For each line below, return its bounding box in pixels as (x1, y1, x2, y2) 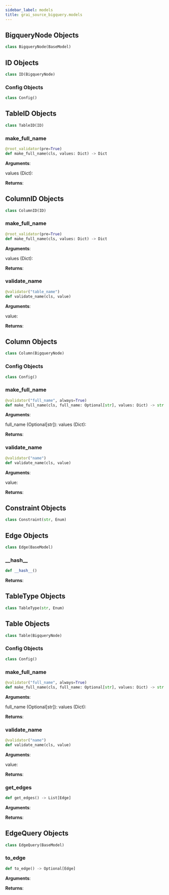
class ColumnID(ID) (5, 208, 47, 213)
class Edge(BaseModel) (5, 545, 53, 550)
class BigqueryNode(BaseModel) (5, 44, 71, 50)
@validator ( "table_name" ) (5, 289, 60, 294)
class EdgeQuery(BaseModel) (5, 842, 65, 847)
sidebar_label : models (5, 7, 53, 13)
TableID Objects (5, 110, 57, 118)
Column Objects (5, 337, 57, 346)
